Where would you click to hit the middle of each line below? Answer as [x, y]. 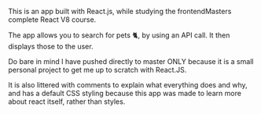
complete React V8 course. [52, 20]
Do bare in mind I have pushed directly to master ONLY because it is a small [131, 61]
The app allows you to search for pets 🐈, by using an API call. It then [119, 35]
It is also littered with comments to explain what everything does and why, [128, 85]
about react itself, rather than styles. [67, 102]
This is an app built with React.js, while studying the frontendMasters [120, 11]
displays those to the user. [51, 46]
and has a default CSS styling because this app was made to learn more [125, 93]
